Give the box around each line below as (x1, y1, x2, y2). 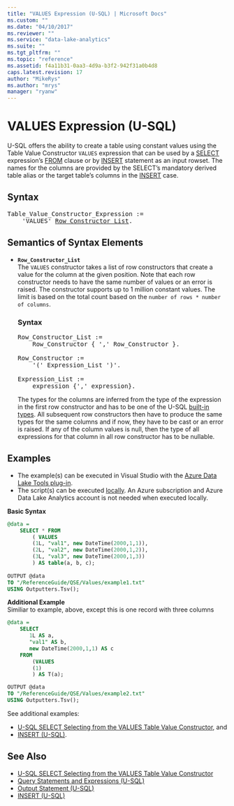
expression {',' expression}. (32, 382, 136, 390)
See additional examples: (7, 709, 80, 717)
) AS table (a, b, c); (32, 560, 96, 567)
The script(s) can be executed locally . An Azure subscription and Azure (17, 486, 224, 494)
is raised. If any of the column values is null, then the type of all (17, 424, 200, 433)
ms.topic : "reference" (7, 56, 73, 63)
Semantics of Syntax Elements (7, 237, 143, 249)
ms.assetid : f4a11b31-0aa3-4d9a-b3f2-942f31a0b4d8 (7, 62, 158, 69)
